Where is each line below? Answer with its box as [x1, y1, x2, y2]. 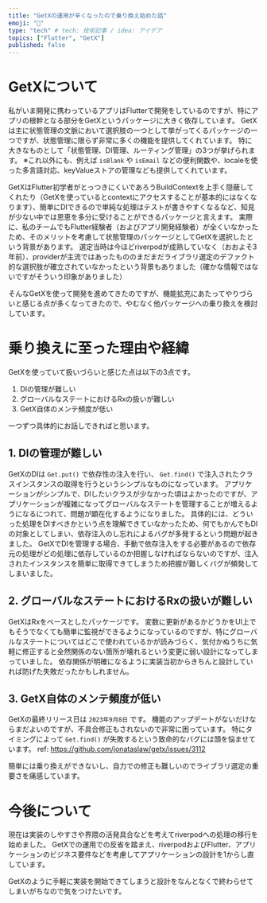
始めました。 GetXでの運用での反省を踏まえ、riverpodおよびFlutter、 [8, 840, 236, 850]
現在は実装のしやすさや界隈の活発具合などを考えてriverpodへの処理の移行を [8, 830, 258, 839]
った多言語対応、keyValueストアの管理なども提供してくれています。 [8, 165, 232, 175]
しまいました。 [8, 568, 57, 578]
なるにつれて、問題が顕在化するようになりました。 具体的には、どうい [21, 508, 253, 518]
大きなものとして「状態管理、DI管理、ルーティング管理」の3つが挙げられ [8, 146, 249, 155]
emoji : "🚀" [8, 19, 44, 27]
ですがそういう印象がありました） [14, 272, 127, 282]
